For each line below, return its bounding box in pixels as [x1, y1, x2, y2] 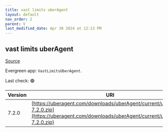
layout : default [5, 12, 39, 17]
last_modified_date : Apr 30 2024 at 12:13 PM [5, 26, 101, 31]
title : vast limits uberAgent [5, 7, 68, 13]
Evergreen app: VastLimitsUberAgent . [5, 67, 82, 73]
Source [5, 58, 20, 64]
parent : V [5, 21, 26, 27]
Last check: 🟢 [5, 77, 35, 83]
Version [7, 91, 27, 98]
